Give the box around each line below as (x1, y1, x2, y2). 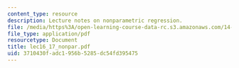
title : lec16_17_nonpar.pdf (7, 43, 91, 50)
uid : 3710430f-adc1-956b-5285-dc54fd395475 (7, 50, 139, 57)
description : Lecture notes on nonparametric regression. (7, 17, 183, 24)
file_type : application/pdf (7, 30, 91, 38)
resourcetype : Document (7, 37, 78, 44)
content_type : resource (7, 10, 78, 18)
